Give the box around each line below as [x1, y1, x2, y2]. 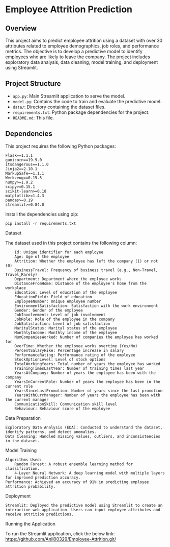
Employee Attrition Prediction [5, 4, 133, 15]
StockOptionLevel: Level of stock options [14, 356, 106, 362]
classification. [5, 466, 40, 471]
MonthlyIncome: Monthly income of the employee [14, 330, 117, 335]
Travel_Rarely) [5, 272, 38, 277]
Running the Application [5, 520, 56, 527]
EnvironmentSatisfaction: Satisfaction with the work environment [14, 303, 158, 308]
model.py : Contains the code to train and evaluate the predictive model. [12, 98, 162, 104]
